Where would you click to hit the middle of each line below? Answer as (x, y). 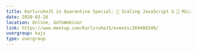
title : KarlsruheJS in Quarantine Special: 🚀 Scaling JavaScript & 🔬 (93, 11)
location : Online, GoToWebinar (44, 22)
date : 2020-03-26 (27, 17)
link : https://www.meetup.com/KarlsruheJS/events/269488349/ (82, 28)
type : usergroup (26, 39)
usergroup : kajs (26, 33)
